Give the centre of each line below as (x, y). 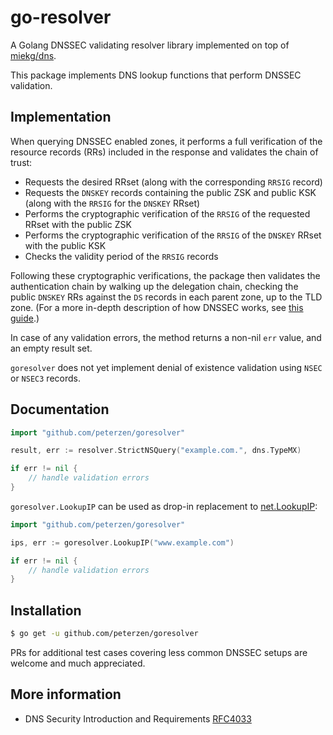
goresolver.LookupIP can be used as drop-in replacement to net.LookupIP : (164, 506)
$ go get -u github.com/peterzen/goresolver (104, 634)
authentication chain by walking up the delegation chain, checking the (154, 286)
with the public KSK (65, 245)
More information (66, 694)
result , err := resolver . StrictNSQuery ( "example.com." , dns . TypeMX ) (156, 451)
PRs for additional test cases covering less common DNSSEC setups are (159, 652)
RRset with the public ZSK (78, 224)
